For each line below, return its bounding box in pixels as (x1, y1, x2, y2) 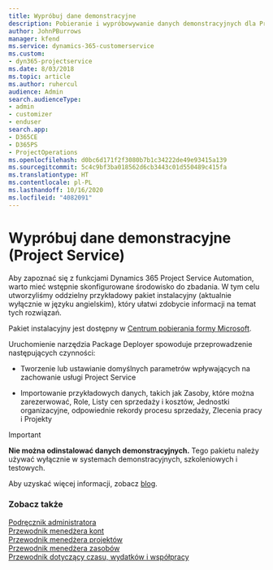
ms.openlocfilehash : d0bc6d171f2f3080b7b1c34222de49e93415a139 (8, 156, 227, 164)
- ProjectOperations (8, 148, 79, 156)
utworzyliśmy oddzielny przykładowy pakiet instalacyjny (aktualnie (8, 290, 232, 300)
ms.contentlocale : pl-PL (8, 178, 93, 187)
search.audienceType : (8, 95, 82, 103)
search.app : (8, 125, 49, 134)
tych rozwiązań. (8, 307, 63, 318)
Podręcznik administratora (8, 517, 97, 527)
